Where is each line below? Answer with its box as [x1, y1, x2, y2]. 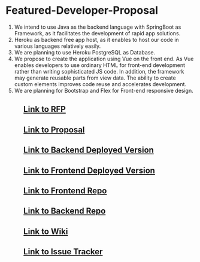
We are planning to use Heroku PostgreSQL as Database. [14, 48, 156, 56]
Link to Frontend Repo [23, 185, 107, 196]
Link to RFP [23, 104, 66, 114]
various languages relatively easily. [14, 42, 101, 50]
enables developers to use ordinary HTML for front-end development [14, 61, 185, 69]
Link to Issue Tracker [23, 246, 103, 257]
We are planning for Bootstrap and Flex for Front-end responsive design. [14, 87, 193, 94]
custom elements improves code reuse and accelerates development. [14, 80, 187, 87]
